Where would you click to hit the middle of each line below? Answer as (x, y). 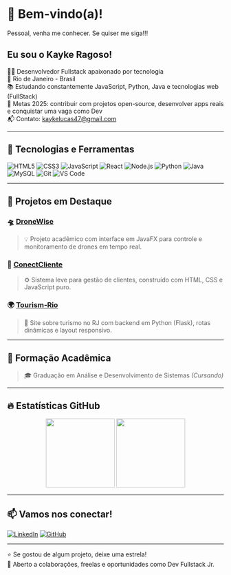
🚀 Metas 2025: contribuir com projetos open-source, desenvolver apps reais (115, 103)
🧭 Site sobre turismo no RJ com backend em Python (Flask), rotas (117, 322)
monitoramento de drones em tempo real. (83, 247)
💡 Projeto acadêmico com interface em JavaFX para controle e (113, 239)
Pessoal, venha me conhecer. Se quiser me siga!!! (78, 33)
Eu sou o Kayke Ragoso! (59, 55)
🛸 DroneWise (30, 221)
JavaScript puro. (47, 287)
